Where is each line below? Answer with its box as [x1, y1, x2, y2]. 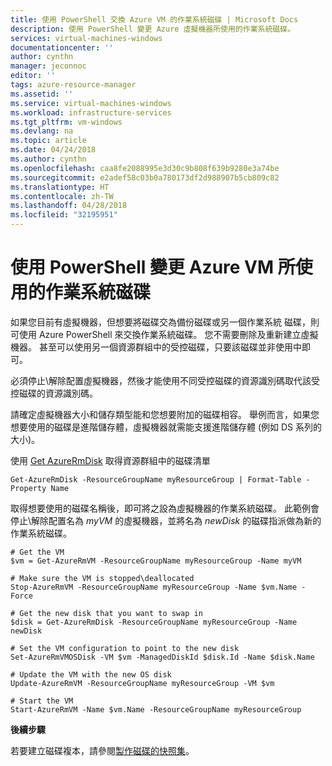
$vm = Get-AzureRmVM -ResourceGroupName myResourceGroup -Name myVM [10, 556, 302, 566]
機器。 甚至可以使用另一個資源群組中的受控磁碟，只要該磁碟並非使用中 [10, 341, 302, 353]
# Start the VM [10, 696, 74, 706]
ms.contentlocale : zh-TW [10, 191, 114, 201]
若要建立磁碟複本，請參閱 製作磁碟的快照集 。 [10, 744, 195, 756]
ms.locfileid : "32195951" [10, 210, 118, 220]
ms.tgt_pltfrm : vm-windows [10, 117, 123, 127]
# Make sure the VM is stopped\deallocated [10, 573, 195, 583]
